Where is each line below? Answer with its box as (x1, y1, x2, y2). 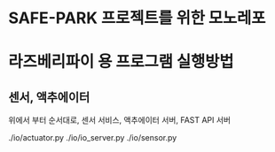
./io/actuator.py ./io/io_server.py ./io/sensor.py (8, 133, 177, 143)
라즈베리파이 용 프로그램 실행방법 (8, 52, 234, 72)
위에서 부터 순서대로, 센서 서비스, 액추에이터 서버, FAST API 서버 (8, 115, 232, 125)
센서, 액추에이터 (8, 89, 90, 104)
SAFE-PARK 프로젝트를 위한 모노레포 (8, 8, 266, 28)
